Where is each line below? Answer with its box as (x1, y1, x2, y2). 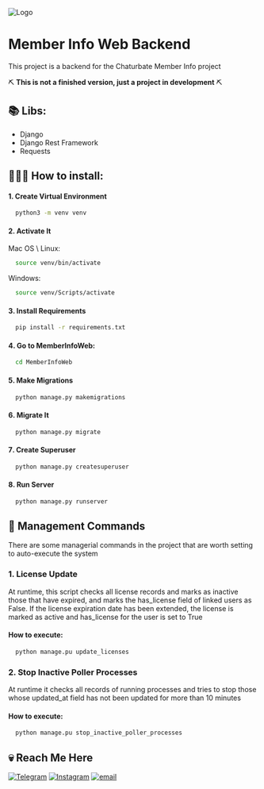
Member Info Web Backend (8, 36, 191, 53)
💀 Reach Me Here (8, 751, 94, 764)
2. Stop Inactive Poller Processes (8, 667, 138, 678)
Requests (19, 146, 51, 156)
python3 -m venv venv (15, 209, 87, 217)
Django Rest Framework (19, 137, 99, 147)
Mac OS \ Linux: (8, 244, 61, 253)
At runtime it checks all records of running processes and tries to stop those (8, 685, 257, 695)
